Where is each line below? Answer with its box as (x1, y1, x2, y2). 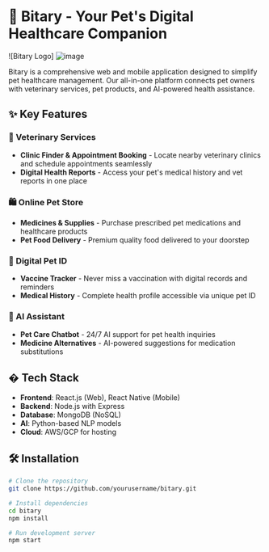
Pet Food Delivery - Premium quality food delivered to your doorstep (19, 234, 250, 245)
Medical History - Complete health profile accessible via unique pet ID (19, 291, 256, 301)
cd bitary (8, 507, 42, 515)
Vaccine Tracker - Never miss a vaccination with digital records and (19, 274, 248, 284)
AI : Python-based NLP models (19, 419, 122, 428)
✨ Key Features (8, 107, 87, 121)
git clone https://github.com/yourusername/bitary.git (8, 485, 197, 493)
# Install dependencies (8, 499, 89, 508)
